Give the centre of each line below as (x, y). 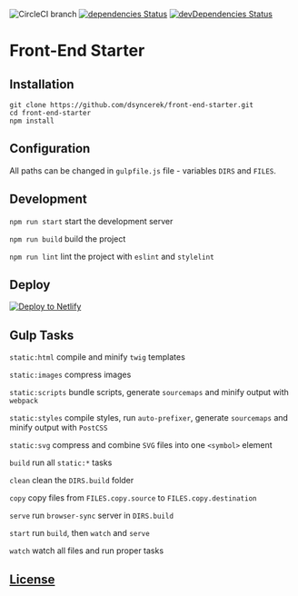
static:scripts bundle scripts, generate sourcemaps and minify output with (149, 392)
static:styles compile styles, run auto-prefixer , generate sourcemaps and (149, 418)
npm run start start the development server (91, 221)
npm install (32, 121)
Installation (42, 84)
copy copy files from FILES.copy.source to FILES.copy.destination (133, 498)
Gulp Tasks (42, 335)
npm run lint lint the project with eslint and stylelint (112, 256)
